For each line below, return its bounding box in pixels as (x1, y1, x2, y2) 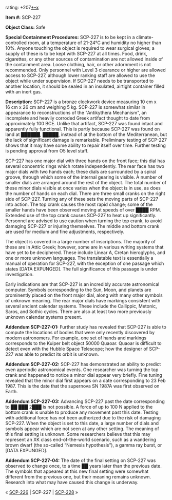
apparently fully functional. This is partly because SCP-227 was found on (5, 126, 160, 132)
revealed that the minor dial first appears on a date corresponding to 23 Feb (5, 377, 166, 383)
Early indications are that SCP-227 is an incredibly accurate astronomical (5, 281, 160, 287)
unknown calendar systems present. (5, 314, 82, 320)
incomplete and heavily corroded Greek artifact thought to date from (5, 115, 150, 121)
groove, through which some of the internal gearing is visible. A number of (5, 174, 163, 180)
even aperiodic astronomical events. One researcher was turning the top (5, 367, 159, 373)
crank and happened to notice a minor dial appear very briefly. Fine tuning (5, 372, 163, 378)
